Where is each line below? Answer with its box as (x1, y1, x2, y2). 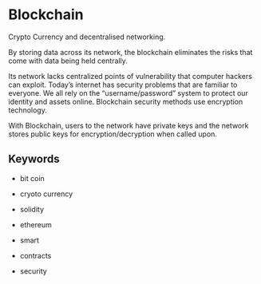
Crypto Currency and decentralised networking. (8, 32, 166, 41)
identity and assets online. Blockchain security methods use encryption (8, 97, 243, 106)
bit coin (19, 173, 45, 183)
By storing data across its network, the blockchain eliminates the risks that (8, 47, 253, 57)
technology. (8, 105, 48, 115)
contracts (19, 250, 52, 260)
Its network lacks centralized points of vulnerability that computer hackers (8, 71, 253, 81)
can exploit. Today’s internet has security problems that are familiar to (8, 80, 238, 89)
